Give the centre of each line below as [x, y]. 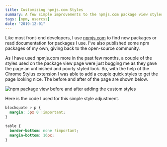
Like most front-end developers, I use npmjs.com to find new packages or [81, 38]
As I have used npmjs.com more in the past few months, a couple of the [79, 58]
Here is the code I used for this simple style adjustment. [62, 99]
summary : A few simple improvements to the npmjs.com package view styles [84, 14]
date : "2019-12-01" [25, 24]
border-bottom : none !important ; [44, 131]
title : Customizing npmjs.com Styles [44, 10]
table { [13, 126]
